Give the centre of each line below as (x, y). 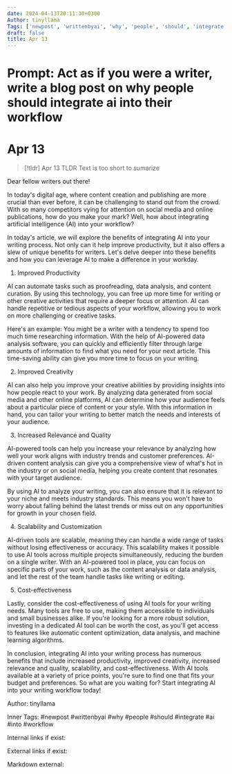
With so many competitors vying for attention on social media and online (110, 210)
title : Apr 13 (28, 39)
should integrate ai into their (90, 103)
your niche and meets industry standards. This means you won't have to (110, 499)
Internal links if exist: (37, 738)
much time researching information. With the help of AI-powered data (106, 336)
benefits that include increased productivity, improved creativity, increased (114, 661)
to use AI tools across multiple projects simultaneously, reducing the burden (115, 555)
